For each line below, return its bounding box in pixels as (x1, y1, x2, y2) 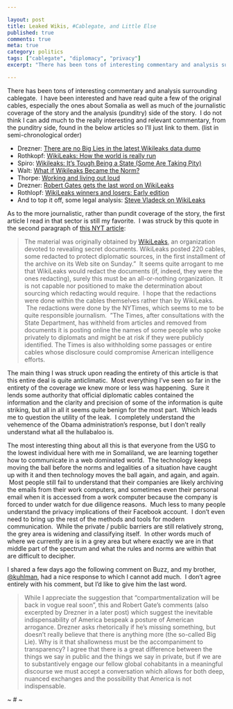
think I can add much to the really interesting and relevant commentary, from (7, 116, 226, 124)
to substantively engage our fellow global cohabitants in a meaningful (24, 660, 223, 668)
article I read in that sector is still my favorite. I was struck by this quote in (7, 216, 219, 225)
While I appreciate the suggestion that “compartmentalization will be (24, 593, 220, 601)
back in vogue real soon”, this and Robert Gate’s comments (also (24, 601, 209, 609)
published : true (7, 29, 54, 36)
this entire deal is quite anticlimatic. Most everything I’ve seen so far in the (7, 376, 221, 384)
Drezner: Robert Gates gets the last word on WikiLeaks (17, 181, 175, 189)
